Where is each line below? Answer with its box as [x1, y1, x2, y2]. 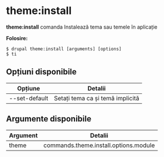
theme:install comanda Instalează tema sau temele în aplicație [6, 23, 158, 30]
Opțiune [17, 84, 40, 92]
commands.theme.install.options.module [43, 141, 155, 149]
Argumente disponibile [6, 114, 92, 124]
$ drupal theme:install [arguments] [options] [6, 46, 122, 52]
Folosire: [6, 34, 28, 41]
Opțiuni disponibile [6, 67, 77, 77]
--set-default [9, 94, 49, 102]
